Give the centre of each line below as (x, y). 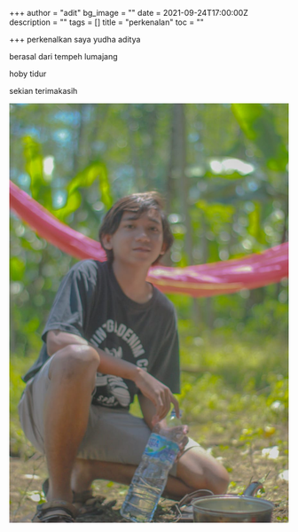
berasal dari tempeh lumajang (63, 56)
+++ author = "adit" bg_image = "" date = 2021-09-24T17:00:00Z (129, 13)
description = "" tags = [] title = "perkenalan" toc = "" (106, 22)
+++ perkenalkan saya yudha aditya (75, 39)
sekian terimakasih (43, 91)
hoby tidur (28, 74)
